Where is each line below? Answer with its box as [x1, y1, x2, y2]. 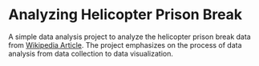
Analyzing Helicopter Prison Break [8, 6, 243, 24]
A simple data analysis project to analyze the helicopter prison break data [8, 32, 251, 41]
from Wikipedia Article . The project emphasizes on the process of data [8, 40, 242, 49]
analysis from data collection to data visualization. [8, 49, 174, 58]
